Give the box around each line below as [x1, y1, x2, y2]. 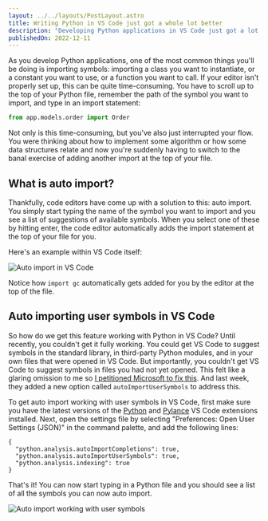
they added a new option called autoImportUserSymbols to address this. [8, 381, 242, 391]
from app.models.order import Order [8, 113, 130, 122]
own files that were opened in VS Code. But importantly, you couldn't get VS [8, 356, 259, 365]
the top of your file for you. [8, 231, 97, 241]
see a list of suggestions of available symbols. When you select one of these [8, 215, 260, 224]
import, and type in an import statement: [8, 98, 141, 108]
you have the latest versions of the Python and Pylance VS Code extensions [8, 405, 258, 415]
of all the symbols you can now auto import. [8, 488, 153, 498]
